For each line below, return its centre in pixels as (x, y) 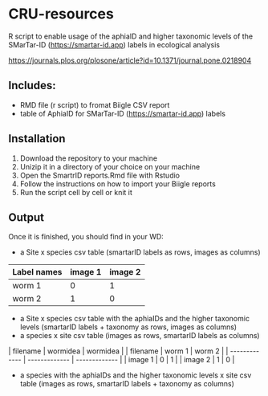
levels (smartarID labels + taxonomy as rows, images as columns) (128, 327)
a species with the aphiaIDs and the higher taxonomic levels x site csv (136, 375)
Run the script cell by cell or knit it (76, 192)
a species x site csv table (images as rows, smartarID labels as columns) (140, 336)
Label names (37, 272)
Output (26, 217)
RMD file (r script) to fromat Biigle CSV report (95, 104)
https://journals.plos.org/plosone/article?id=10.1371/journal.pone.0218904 (130, 60)
